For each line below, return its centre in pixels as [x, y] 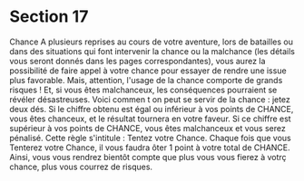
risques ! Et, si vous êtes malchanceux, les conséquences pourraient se [143, 90]
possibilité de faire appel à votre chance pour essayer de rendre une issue [148, 71]
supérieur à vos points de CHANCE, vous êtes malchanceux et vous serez [147, 128]
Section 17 [49, 17]
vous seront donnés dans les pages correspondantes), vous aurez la [137, 61]
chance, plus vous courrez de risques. [81, 167]
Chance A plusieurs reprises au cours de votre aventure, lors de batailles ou [151, 42]
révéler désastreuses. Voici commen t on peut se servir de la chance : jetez [150, 99]
